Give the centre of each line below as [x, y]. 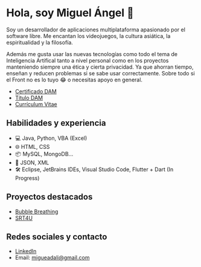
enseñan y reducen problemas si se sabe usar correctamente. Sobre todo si [101, 73]
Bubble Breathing [37, 212]
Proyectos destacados [49, 197]
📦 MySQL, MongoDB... [44, 154]
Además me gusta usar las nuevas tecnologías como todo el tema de [92, 54]
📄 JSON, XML [32, 162]
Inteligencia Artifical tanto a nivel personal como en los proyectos [88, 60]
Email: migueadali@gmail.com [52, 258]
